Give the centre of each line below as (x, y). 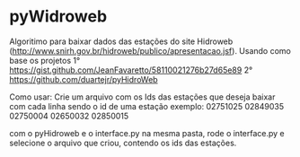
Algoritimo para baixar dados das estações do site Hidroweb (121, 41)
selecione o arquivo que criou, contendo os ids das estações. (123, 143)
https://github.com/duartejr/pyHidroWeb (84, 79)
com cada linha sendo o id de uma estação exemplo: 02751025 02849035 (147, 106)
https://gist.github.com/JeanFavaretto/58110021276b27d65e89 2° (131, 70)
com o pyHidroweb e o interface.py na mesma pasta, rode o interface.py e (147, 133)
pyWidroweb (58, 17)
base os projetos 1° (45, 60)
